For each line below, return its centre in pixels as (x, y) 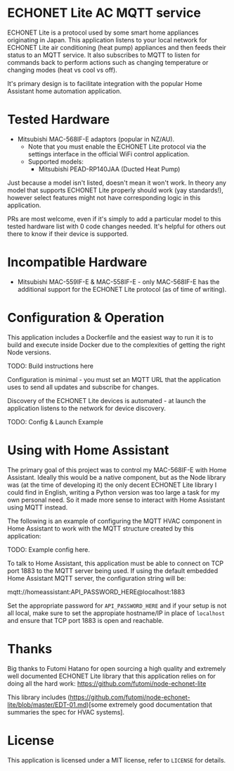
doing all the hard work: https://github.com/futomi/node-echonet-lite (107, 683)
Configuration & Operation (86, 318)
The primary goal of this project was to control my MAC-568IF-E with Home (117, 469)
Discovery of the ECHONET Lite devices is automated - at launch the (106, 400)
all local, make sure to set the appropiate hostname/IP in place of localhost (116, 613)
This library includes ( (39, 697)
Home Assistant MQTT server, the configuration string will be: (97, 578)
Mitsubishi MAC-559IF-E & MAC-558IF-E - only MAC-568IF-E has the (118, 282)
